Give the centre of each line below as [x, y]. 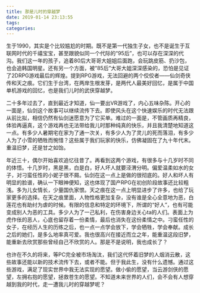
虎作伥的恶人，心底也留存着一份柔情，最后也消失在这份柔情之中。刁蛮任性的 [100, 220]
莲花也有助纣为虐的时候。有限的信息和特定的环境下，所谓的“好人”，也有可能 [100, 205]
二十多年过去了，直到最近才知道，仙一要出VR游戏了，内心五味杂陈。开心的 [98, 103]
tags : [13, 23]
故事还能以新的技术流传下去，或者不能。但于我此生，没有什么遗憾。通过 [100, 262]
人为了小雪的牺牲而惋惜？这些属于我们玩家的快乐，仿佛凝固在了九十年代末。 [100, 140]
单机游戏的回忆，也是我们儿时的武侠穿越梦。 [61, 90]
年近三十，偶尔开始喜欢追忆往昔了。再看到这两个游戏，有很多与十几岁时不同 [100, 160]
